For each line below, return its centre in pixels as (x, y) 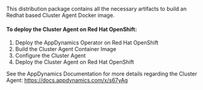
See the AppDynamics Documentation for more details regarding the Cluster (102, 74)
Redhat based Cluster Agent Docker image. (60, 15)
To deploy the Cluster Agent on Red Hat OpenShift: (72, 29)
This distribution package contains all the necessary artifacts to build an (97, 9)
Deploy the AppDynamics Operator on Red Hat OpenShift (87, 43)
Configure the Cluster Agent (50, 56)
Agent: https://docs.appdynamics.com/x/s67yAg (67, 80)
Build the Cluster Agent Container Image (66, 49)
